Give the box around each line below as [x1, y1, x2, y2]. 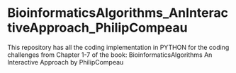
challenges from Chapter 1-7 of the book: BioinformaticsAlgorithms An [7, 51, 213, 59]
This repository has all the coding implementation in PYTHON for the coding [7, 43, 230, 51]
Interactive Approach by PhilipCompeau [7, 58, 124, 66]
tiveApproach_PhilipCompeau [7, 20, 188, 36]
